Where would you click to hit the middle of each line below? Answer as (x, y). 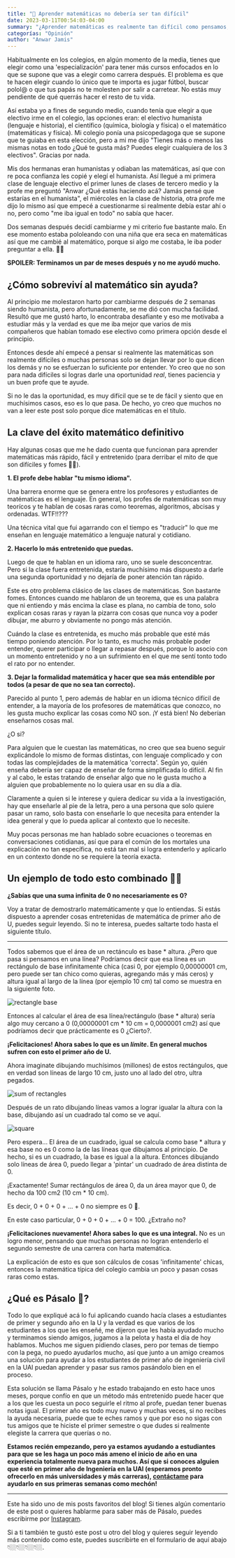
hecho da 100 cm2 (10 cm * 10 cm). (58, 1192)
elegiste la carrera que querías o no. (59, 1433)
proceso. (20, 1375)
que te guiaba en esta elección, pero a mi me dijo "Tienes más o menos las (115, 140)
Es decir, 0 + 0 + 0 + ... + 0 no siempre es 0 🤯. (74, 1206)
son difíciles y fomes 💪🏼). (44, 464)
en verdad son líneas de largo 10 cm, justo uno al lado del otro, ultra (105, 1073)
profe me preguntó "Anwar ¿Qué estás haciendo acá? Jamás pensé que (111, 191)
